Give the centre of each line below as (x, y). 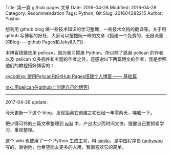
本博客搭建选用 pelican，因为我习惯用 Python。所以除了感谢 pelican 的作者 (84, 53)
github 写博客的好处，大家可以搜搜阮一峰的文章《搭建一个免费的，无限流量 (84, 35)
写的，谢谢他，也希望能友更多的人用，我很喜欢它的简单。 (66, 147)
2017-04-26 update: (27, 102)
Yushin (13, 19)
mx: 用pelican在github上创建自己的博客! (47, 87)
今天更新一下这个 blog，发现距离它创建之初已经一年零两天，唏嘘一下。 (80, 113)
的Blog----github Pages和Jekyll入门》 (46, 42)
